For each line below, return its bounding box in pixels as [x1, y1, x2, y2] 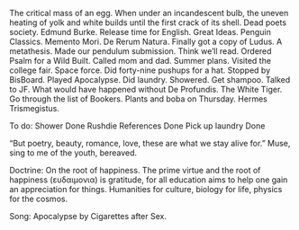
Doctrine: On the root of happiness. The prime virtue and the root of [9, 165, 261, 175]
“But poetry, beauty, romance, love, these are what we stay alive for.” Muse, [9, 138, 291, 148]
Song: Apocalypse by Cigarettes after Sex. [9, 211, 167, 221]
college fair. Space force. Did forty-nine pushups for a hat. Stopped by [9, 65, 271, 75]
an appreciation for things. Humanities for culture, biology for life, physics [9, 184, 283, 194]
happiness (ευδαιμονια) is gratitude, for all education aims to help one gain [9, 174, 288, 185]
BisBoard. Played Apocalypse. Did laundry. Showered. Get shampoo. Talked [9, 75, 291, 84]
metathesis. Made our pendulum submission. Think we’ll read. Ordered [9, 46, 272, 57]
